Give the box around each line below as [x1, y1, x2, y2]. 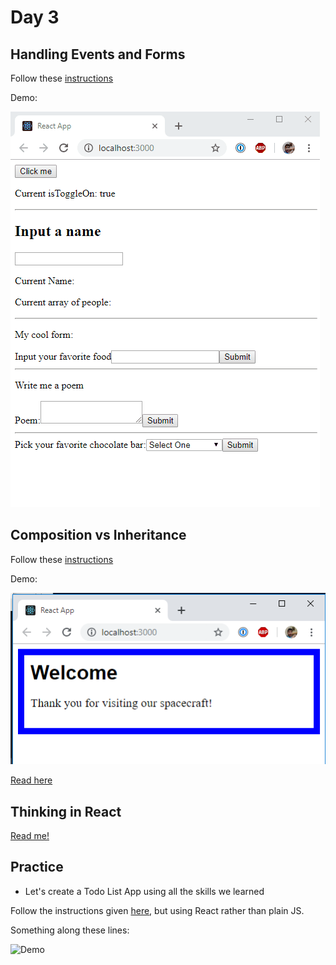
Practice [10, 859, 64, 876]
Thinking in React [10, 803, 122, 820]
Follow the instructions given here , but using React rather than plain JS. [10, 904, 305, 916]
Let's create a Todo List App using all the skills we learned [24, 885, 265, 897]
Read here [10, 774, 53, 786]
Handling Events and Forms [10, 46, 186, 63]
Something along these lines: [10, 924, 130, 936]
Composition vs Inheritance [10, 527, 187, 544]
